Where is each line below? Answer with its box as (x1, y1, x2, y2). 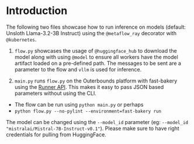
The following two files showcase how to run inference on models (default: (6, 23, 186, 30)
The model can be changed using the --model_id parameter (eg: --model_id (6, 118, 189, 125)
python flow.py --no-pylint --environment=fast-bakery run (14, 108, 162, 114)
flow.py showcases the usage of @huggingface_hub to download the (14, 47, 177, 54)
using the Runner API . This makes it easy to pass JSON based (14, 83, 164, 90)
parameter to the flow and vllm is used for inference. (14, 66, 142, 73)
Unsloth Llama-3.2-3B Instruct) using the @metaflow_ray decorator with (6, 29, 177, 36)
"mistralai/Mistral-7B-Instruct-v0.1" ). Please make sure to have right (6, 125, 179, 132)
